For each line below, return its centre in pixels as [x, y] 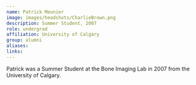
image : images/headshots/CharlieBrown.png [61, 18]
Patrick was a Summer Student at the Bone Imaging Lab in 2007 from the [98, 69]
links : [15, 52]
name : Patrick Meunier [35, 12]
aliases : [17, 46]
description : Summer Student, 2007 [52, 23]
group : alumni [24, 40]
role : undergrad [27, 29]
